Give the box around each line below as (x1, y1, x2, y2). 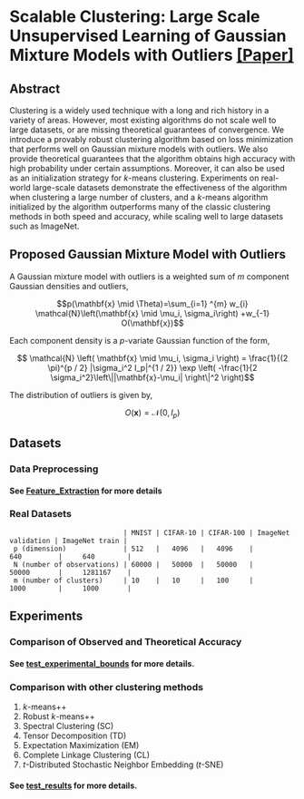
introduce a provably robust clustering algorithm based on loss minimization (9, 134, 294, 144)
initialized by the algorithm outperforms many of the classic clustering (9, 201, 270, 212)
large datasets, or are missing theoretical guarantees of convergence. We (9, 124, 284, 135)
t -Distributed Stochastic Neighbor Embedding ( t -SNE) (22, 759, 224, 770)
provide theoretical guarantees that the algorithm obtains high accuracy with (9, 153, 296, 164)
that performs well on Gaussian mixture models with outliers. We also (9, 143, 269, 154)
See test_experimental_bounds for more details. (9, 658, 195, 668)
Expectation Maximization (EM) (22, 740, 140, 751)
